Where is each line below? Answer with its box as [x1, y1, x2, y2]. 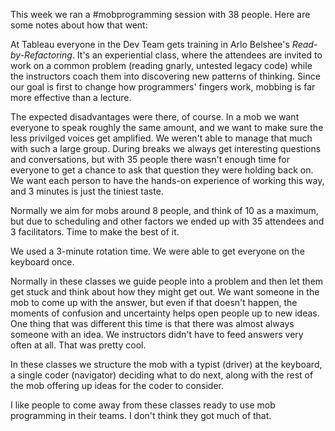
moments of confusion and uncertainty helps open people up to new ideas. [10, 307, 320, 319]
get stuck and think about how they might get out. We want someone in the [10, 286, 320, 298]
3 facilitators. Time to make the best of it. [10, 226, 180, 238]
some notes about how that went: [10, 19, 148, 31]
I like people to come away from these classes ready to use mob [10, 399, 276, 411]
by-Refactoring [10, 49, 73, 61]
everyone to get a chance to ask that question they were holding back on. [10, 164, 314, 176]
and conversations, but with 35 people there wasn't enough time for [10, 154, 291, 165]
